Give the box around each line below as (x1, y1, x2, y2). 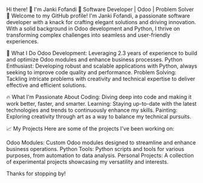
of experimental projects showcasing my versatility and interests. (6, 158, 168, 165)
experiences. (6, 38, 39, 45)
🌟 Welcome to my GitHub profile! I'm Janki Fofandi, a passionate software (6, 12, 190, 19)
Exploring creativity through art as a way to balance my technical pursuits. (6, 113, 191, 120)
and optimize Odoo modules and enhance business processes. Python (6, 56, 183, 63)
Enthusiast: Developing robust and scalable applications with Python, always (6, 62, 198, 69)
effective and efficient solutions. (6, 82, 87, 89)
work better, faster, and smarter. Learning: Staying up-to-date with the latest (6, 100, 197, 107)
